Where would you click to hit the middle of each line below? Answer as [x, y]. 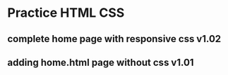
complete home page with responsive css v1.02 [114, 39]
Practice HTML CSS [66, 13]
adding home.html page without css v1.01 [101, 62]
